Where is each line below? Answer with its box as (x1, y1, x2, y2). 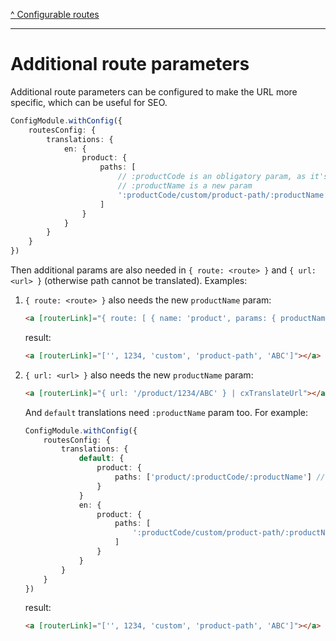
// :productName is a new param (117, 181, 253, 191)
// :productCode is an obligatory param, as (117, 172, 307, 182)
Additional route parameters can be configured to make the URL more (10, 85, 298, 98)
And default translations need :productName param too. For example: (24, 406, 309, 418)
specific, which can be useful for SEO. (10, 96, 168, 108)
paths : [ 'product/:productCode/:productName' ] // (114, 472, 326, 483)
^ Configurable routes (10, 9, 100, 20)
